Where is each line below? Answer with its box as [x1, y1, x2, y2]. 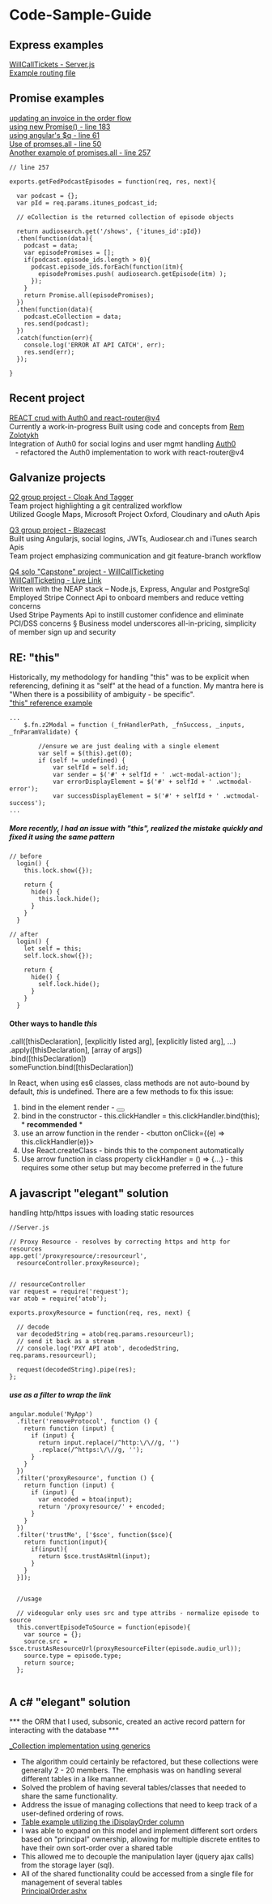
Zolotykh [9, 430, 39, 440]
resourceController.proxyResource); [16, 1260, 140, 1268]
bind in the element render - [20, 1102, 115, 1113]
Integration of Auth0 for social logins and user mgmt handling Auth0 [9, 438, 236, 448]
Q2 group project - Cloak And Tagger [9, 493, 134, 502]
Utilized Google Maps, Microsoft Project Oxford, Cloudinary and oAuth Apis [9, 510, 261, 519]
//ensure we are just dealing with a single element [38, 743, 220, 751]
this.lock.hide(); [38, 895, 100, 903]
